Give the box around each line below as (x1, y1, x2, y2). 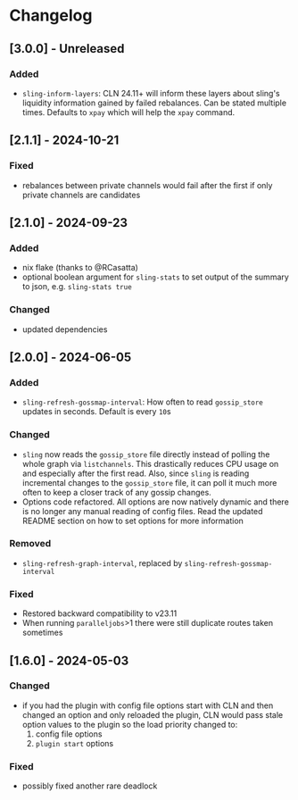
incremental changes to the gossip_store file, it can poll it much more (21, 477, 277, 487)
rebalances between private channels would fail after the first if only (21, 179, 273, 190)
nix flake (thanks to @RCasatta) (21, 262, 138, 273)
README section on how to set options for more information (21, 515, 244, 526)
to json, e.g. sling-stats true (21, 281, 132, 292)
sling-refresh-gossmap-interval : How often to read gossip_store (21, 396, 263, 407)
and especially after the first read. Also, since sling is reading (21, 468, 250, 479)
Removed (9, 537, 52, 550)
